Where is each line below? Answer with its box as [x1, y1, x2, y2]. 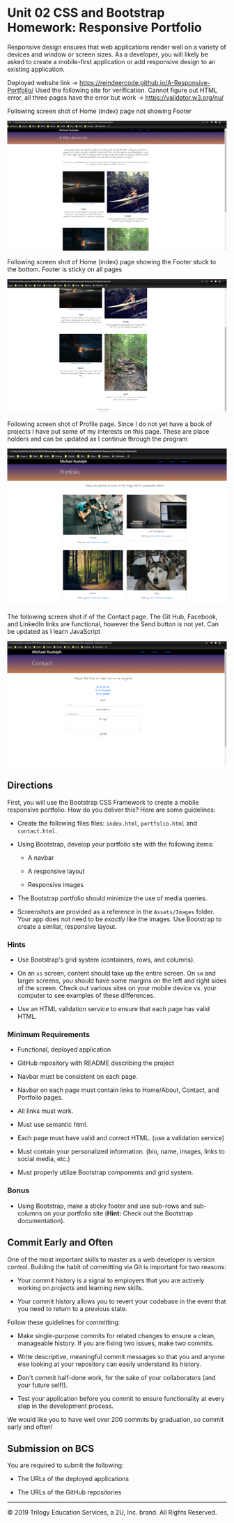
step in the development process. [17, 1402, 114, 1410]
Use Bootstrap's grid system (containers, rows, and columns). [17, 955, 195, 964]
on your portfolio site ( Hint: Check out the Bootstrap [43, 1208, 194, 1218]
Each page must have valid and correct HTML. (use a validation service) [17, 1134, 225, 1142]
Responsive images [27, 880, 84, 888]
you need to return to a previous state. [17, 1304, 127, 1312]
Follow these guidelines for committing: [7, 1318, 120, 1326]
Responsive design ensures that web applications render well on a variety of [7, 43, 226, 51]
